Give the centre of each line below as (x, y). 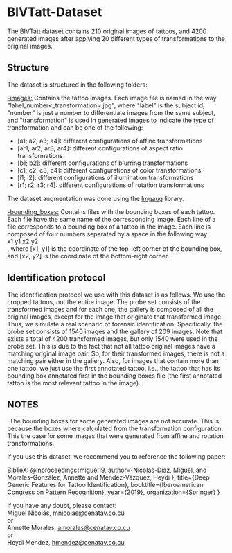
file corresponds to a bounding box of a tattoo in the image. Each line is (109, 227)
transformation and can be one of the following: (75, 127)
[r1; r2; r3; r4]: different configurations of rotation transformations (110, 185)
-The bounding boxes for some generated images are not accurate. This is (113, 421)
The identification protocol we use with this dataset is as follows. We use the (116, 295)
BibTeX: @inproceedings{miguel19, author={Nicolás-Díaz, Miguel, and (107, 470)
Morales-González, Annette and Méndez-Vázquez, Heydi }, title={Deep (108, 477)
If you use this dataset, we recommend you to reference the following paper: (116, 457)
